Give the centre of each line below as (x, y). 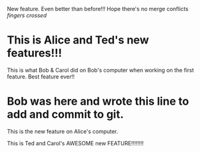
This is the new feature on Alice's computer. (63, 131)
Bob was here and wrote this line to (98, 101)
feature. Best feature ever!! (41, 77)
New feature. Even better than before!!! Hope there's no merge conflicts (98, 9)
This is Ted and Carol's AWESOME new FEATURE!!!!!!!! (75, 143)
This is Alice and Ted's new (78, 40)
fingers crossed (27, 15)
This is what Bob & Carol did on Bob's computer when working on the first (101, 70)
